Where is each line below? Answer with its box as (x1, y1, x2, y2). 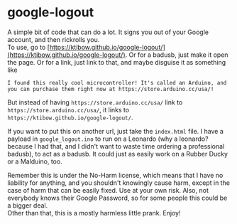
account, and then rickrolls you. (7, 35, 100, 43)
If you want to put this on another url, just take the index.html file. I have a (7, 127, 224, 135)
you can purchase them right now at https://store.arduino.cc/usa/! (7, 85, 214, 92)
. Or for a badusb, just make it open (125, 50, 228, 59)
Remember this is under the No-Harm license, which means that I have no (7, 171, 224, 179)
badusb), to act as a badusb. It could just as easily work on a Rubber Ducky (7, 149, 228, 158)
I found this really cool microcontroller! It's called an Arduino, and (7, 79, 227, 86)
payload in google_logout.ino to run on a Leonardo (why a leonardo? (7, 134, 209, 143)
